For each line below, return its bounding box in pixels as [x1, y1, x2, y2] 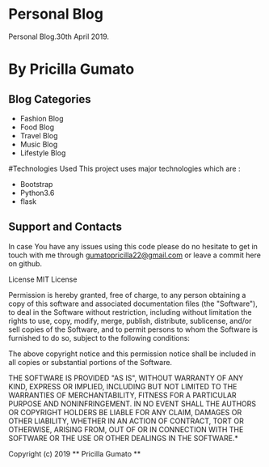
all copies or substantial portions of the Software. [8, 357, 172, 367]
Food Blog [19, 122, 55, 132]
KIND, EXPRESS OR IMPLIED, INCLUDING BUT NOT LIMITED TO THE [8, 381, 237, 391]
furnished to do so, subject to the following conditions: [8, 333, 190, 342]
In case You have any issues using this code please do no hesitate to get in [8, 241, 258, 251]
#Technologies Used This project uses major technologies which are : [8, 163, 241, 173]
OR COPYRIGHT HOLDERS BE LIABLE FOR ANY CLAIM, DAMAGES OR [8, 407, 242, 417]
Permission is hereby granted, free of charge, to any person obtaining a [8, 290, 246, 299]
